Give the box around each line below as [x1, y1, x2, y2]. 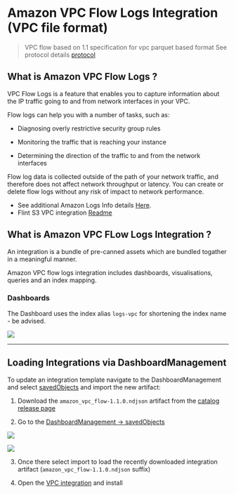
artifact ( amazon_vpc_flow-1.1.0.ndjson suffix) [17, 465, 151, 473]
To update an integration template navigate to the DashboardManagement [7, 375, 221, 384]
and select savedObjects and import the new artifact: [7, 382, 161, 391]
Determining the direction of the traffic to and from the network [17, 151, 201, 159]
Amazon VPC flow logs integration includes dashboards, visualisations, [7, 268, 213, 276]
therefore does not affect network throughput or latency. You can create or [7, 180, 224, 188]
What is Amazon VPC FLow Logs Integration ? [7, 229, 212, 241]
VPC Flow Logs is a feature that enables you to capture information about [7, 89, 220, 98]
